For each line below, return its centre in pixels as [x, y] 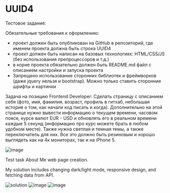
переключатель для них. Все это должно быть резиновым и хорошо [80, 134]
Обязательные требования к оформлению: [52, 33]
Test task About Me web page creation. [47, 160]
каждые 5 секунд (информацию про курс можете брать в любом [77, 123]
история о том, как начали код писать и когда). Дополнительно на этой [84, 107]
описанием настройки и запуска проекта [58, 70]
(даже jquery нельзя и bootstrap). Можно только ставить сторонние [87, 81]
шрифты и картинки [34, 86]
